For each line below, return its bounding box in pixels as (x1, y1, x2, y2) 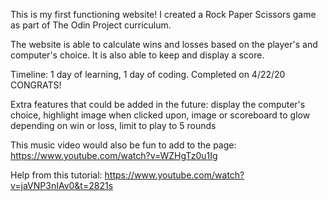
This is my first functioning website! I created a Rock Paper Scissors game (10, 9, 317, 20)
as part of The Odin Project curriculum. (10, 19, 172, 31)
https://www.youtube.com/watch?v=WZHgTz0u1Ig (10, 150, 218, 161)
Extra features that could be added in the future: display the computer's (10, 99, 306, 110)
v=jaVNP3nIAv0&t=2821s (10, 180, 114, 191)
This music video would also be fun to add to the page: (10, 139, 237, 151)
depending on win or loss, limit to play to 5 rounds (10, 120, 217, 131)
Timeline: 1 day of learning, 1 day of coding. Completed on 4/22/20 (10, 69, 286, 80)
